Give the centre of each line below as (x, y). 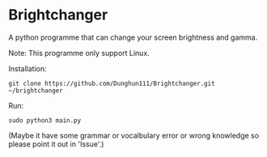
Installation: (28, 68)
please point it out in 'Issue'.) (56, 144)
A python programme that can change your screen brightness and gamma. (133, 37)
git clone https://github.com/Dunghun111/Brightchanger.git (112, 83)
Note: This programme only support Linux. (79, 53)
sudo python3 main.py (45, 120)
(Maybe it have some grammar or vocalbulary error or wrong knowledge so (134, 135)
